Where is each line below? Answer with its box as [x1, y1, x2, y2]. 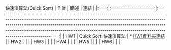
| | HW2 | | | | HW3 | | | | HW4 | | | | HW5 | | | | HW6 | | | [5, 39, 120, 45]
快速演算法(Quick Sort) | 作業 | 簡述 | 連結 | [5, 5, 95, 11]
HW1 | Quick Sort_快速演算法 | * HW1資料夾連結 [65, 33, 165, 39]
